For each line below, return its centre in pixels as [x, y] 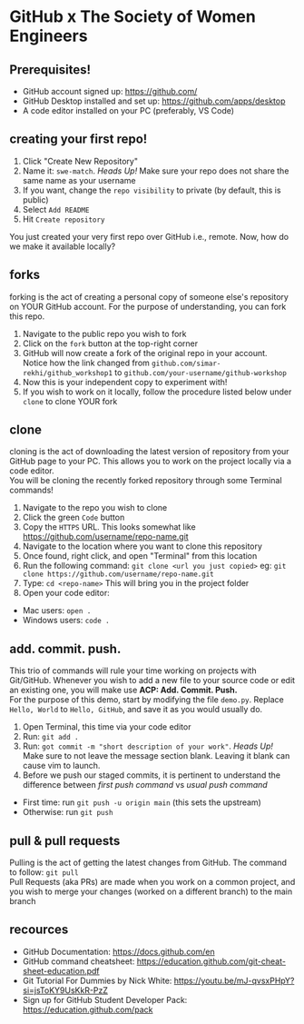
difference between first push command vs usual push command [145, 785]
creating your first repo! [78, 139]
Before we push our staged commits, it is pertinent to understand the [152, 775]
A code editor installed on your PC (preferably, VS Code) [128, 110]
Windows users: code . [66, 621]
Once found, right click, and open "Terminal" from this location [140, 556]
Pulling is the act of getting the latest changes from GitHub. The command [148, 863]
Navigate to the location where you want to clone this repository [142, 546]
